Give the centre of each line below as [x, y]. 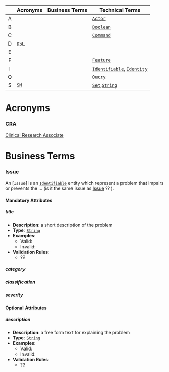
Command [102, 35]
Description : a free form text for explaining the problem [71, 333]
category [15, 269]
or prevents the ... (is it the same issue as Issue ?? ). [60, 188]
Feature [102, 60]
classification [20, 282]
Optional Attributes [26, 308]
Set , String [105, 85]
